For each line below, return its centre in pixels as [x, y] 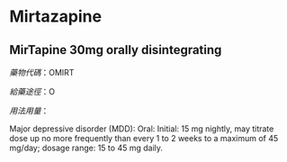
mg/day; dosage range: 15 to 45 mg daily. [86, 148]
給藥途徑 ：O [32, 91]
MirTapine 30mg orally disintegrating [116, 50]
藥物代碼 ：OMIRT [42, 72]
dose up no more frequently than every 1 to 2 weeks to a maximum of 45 [144, 138]
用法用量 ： [29, 111]
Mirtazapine [55, 17]
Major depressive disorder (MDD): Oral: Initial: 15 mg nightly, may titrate [142, 129]
